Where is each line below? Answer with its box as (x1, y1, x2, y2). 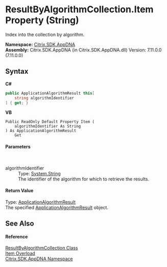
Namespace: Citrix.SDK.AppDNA (5, 41, 76, 47)
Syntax (5, 67, 29, 76)
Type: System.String (18, 170, 61, 176)
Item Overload (5, 250, 36, 257)
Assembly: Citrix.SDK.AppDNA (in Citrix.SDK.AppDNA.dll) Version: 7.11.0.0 (5, 47, 162, 53)
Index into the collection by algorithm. (5, 31, 85, 37)
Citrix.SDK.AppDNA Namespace (5, 256, 73, 262)
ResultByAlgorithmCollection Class (5, 245, 78, 251)
